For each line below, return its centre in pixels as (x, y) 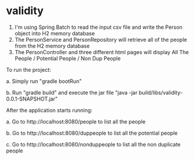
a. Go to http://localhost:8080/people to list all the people (76, 121)
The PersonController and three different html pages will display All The (102, 52)
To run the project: (29, 69)
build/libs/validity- (161, 92)
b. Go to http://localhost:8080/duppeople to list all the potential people (92, 133)
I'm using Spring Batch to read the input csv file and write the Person (99, 27)
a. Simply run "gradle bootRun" (44, 81)
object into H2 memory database (55, 33)
